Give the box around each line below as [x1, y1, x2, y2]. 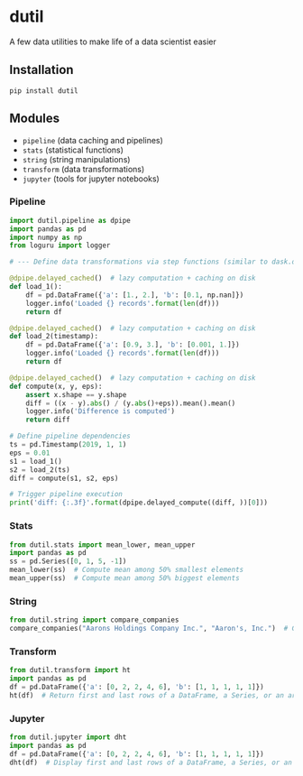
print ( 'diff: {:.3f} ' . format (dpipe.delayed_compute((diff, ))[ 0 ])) [9, 498, 269, 507]
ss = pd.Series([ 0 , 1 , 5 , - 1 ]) [9, 557, 127, 566]
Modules [9, 111, 60, 126]
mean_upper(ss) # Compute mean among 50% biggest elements [9, 574, 241, 583]
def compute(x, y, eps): [9, 382, 103, 391]
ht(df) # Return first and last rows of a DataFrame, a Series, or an [9, 690, 284, 700]
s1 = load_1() [9, 457, 63, 466]
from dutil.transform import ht [9, 666, 131, 675]
